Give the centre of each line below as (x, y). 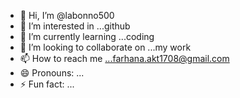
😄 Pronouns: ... (52, 73)
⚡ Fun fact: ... (47, 84)
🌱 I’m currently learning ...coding (87, 36)
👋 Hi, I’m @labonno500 (67, 15)
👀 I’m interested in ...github (75, 26)
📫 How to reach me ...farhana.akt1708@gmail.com (124, 58)
